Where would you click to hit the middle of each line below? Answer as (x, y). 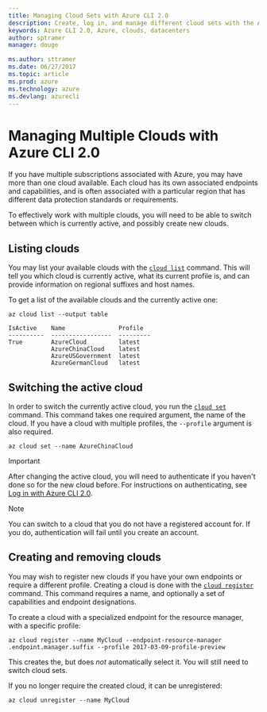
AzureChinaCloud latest (95, 349)
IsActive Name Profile (76, 329)
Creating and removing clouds (85, 558)
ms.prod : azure (33, 81)
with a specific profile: (44, 625)
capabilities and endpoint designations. (72, 602)
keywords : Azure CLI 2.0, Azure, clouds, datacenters (99, 30)
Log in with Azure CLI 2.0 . (50, 493)
